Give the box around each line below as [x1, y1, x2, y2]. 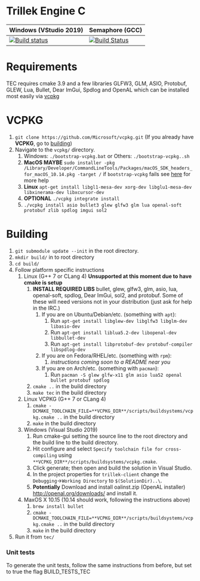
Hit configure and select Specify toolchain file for [32, 445, 163, 452]
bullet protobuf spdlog [50, 377, 110, 383]
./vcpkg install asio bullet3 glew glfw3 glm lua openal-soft [23, 202, 182, 208]
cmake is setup [23, 279, 63, 286]
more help [23, 177, 49, 184]
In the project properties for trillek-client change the [32, 470, 169, 477]
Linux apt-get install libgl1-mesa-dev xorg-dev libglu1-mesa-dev [23, 183, 192, 190]
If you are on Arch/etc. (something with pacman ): [41, 364, 159, 372]
